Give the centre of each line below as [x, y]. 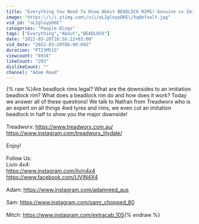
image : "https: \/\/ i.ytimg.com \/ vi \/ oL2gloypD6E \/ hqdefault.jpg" [88, 17]
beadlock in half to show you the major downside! [67, 114]
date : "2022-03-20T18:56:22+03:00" [50, 39]
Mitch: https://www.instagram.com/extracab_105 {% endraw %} [83, 215]
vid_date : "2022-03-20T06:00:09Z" [49, 45]
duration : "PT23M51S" [33, 50]
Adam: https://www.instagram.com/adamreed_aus [68, 190]
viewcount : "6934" [29, 56]
